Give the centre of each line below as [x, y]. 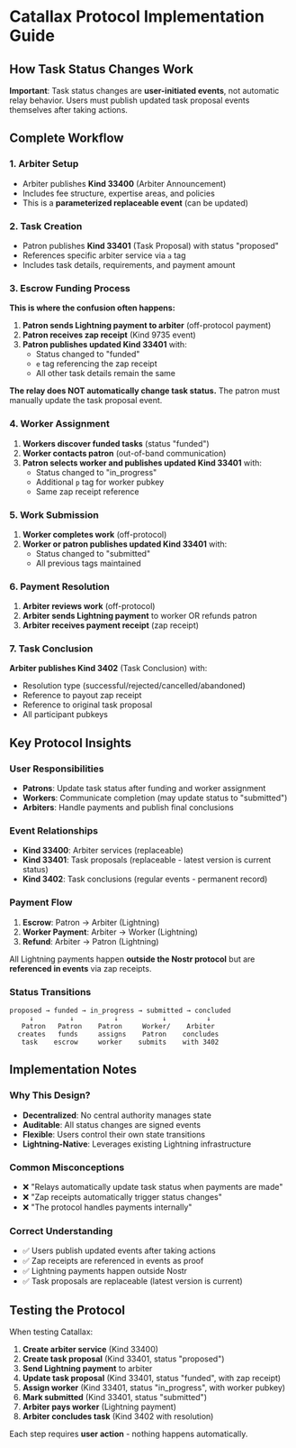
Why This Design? [50, 1095]
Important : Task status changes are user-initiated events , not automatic [144, 91]
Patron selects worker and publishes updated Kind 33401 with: [142, 463]
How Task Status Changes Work [101, 69]
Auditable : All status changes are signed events [111, 1124]
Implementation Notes [73, 1070]
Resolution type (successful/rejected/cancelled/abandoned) [134, 686]
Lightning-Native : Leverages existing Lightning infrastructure [137, 1144]
